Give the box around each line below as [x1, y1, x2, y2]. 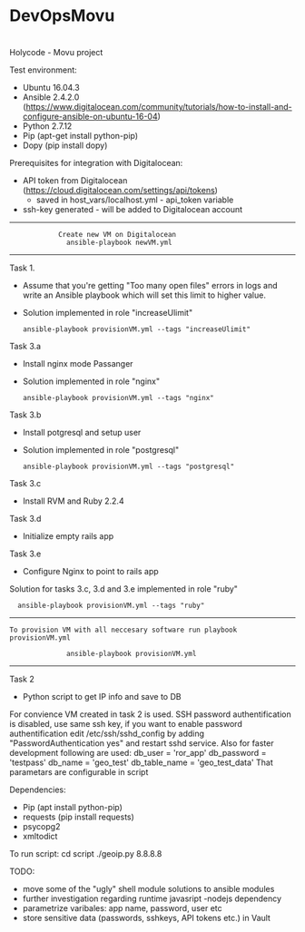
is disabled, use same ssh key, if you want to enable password [9, 719, 242, 730]
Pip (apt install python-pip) [22, 802, 123, 813]
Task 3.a [9, 341, 42, 352]
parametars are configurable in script [9, 767, 149, 778]
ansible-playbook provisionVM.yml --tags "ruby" [17, 601, 205, 611]
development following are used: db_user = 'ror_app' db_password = [9, 748, 267, 759]
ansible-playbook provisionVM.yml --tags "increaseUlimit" [22, 325, 251, 334]
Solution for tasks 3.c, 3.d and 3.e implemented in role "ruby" [9, 584, 239, 594]
